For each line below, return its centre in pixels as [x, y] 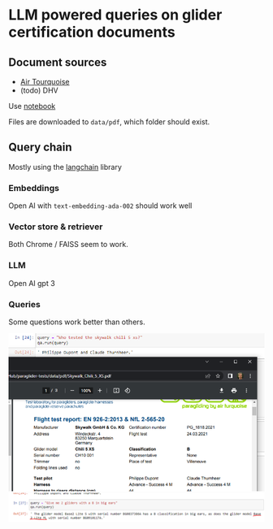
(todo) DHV [39, 90]
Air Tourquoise [45, 82]
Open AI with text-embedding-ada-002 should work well [100, 206]
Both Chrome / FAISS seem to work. [68, 245]
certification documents [92, 32]
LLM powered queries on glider [115, 15]
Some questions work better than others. [77, 322]
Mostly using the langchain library [65, 167]
